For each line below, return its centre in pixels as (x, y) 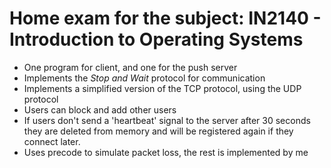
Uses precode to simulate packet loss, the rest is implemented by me (166, 152)
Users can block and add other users (100, 109)
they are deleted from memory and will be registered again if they (158, 131)
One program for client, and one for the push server (130, 67)
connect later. (52, 141)
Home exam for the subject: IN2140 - (165, 18)
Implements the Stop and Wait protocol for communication (144, 78)
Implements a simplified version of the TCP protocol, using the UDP (162, 88)
